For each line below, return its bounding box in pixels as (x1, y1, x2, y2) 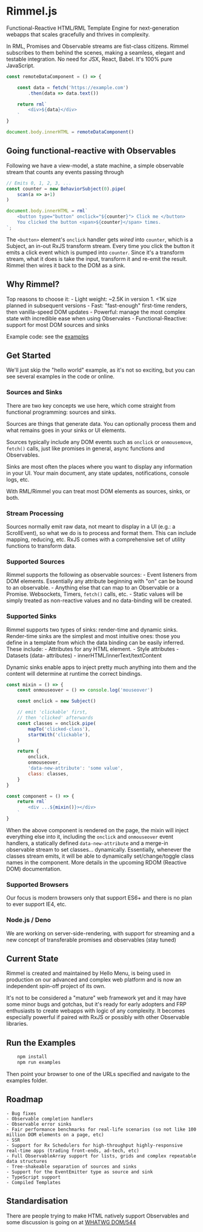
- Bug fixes (6, 1110, 36, 1117)
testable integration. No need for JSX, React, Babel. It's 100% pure (6, 55, 173, 62)
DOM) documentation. (6, 865, 62, 872)
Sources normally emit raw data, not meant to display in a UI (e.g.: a (6, 523, 176, 530)
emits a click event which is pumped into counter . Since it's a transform (6, 249, 185, 256)
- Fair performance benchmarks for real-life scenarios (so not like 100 (6, 1126, 197, 1133)
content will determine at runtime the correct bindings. (6, 670, 142, 677)
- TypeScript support (6, 1174, 61, 1180)
